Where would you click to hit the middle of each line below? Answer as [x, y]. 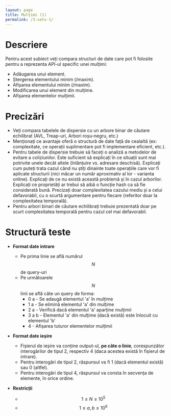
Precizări [25, 116]
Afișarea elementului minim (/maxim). [52, 85]
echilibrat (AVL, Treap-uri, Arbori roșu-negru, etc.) [65, 136]
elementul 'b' [42, 321]
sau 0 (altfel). [34, 368]
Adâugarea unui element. [39, 74]
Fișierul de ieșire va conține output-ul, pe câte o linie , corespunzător [92, 346]
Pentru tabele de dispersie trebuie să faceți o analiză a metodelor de [84, 152]
